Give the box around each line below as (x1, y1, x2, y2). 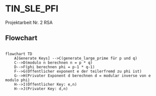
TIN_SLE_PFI (5, 3, 58, 14)
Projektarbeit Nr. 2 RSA (5, 19, 53, 25)
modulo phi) (5, 78, 30, 83)
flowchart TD (5, 51, 32, 56)
